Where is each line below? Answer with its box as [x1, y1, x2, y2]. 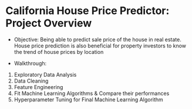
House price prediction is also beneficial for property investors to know [14, 42, 186, 49]
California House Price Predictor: [5, 4, 170, 18]
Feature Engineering [14, 83, 63, 90]
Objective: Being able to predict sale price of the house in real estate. [14, 36, 181, 43]
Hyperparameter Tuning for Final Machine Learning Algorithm [14, 96, 164, 103]
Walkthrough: [14, 60, 47, 67]
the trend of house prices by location [14, 48, 104, 55]
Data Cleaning [14, 77, 49, 84]
